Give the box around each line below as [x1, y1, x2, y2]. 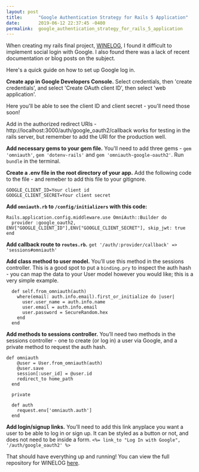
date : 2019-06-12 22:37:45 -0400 [6, 20, 106, 26]
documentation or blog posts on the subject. [6, 55, 115, 62]
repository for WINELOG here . [6, 459, 80, 467]
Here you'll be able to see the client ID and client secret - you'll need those [6, 103, 190, 110]
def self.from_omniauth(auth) [11, 289, 87, 295]
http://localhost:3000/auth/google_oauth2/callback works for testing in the [6, 127, 191, 134]
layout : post [6, 8, 39, 15]
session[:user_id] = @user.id [17, 371, 93, 377]
